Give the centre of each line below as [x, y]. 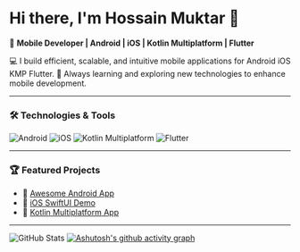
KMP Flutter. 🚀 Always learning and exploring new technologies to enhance [147, 73]
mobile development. [48, 83]
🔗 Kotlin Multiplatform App [70, 212]
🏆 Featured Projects [55, 171]
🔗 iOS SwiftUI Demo [59, 202]
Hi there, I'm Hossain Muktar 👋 [124, 18]
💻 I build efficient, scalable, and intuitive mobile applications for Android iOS [150, 61]
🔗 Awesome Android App [68, 193]
